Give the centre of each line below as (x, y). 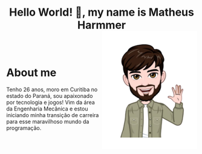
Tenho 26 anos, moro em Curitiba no (52, 89)
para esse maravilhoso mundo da (48, 121)
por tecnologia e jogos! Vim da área (50, 102)
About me (31, 73)
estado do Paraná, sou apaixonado (50, 95)
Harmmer (102, 25)
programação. (24, 128)
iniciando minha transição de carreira (53, 115)
